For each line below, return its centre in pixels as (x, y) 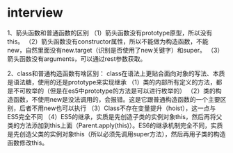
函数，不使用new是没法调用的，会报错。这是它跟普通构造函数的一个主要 (116, 99)
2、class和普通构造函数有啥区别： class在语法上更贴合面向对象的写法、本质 (116, 73)
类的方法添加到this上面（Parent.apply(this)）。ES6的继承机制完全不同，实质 (115, 125)
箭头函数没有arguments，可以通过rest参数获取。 (77, 58)
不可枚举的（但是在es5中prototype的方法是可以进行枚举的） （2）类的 (114, 91)
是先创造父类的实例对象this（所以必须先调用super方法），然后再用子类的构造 (116, 134)
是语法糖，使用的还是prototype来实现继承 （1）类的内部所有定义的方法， (112, 82)
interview (35, 13)
